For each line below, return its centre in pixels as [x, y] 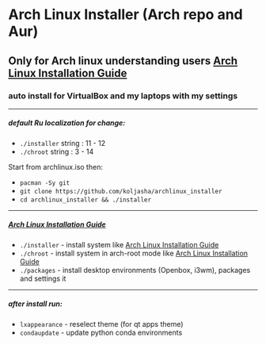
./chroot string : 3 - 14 [57, 151]
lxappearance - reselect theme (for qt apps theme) [101, 324]
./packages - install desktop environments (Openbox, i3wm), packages [135, 270]
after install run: [36, 304]
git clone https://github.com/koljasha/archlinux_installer [121, 191]
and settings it [43, 278]
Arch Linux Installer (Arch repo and [125, 15]
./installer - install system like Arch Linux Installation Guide [119, 244]
